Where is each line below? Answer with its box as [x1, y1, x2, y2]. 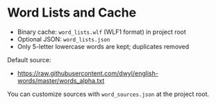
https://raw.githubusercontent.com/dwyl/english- [17, 69, 158, 77]
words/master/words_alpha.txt [17, 76, 105, 84]
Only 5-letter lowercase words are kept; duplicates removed [17, 42, 190, 50]
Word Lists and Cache [7, 5, 137, 21]
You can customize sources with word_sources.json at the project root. [7, 90, 210, 98]
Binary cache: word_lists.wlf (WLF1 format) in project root [17, 28, 186, 36]
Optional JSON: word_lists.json [17, 35, 110, 43]
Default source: [7, 55, 51, 64]
